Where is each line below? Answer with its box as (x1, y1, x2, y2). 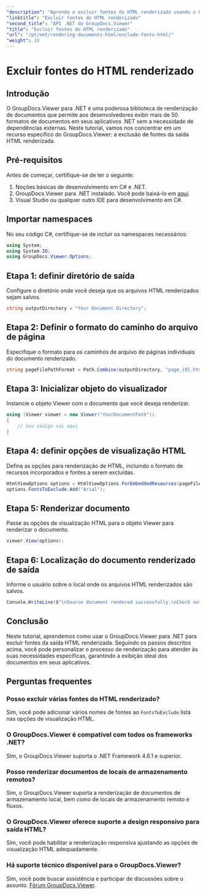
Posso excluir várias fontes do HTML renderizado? (6, 695, 160, 703)
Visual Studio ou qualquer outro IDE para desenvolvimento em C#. (15, 196, 183, 203)
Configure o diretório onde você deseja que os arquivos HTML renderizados (6, 287, 199, 295)
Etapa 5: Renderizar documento (6, 503, 131, 513)
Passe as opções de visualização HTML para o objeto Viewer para (6, 519, 174, 527)
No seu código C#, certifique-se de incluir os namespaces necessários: (6, 230, 188, 238)
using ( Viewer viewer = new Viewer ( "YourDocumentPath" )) (6, 412, 155, 418)
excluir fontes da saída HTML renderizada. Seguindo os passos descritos (6, 639, 191, 646)
